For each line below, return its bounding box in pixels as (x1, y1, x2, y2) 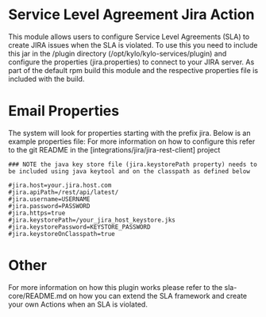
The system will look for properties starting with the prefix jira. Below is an (8, 128, 251, 137)
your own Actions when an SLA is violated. (8, 300, 148, 309)
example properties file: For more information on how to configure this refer (8, 137, 256, 146)
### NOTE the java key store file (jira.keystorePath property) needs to (8, 160, 258, 168)
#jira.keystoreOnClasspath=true (8, 230, 115, 238)
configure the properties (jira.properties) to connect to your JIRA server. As (8, 57, 255, 67)
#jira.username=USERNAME (8, 195, 91, 203)
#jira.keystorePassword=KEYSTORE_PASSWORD (8, 222, 151, 231)
